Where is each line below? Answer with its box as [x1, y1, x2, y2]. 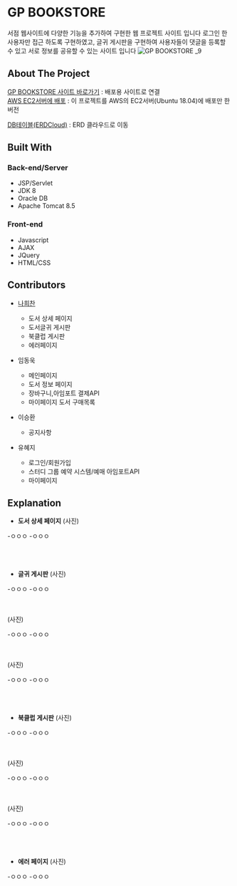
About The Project [7, 68, 90, 80]
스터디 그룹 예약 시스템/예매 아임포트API [28, 467, 140, 476]
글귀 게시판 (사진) [17, 570, 66, 578]
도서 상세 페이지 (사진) [17, 517, 80, 526]
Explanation [7, 496, 62, 509]
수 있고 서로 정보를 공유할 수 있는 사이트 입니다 [7, 46, 137, 55]
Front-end [7, 219, 43, 229]
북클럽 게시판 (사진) [17, 714, 73, 722]
